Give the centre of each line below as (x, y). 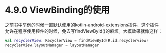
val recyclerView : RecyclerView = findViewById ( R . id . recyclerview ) (77, 40)
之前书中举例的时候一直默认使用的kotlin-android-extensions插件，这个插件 (82, 25)
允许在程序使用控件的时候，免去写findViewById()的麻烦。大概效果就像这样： (84, 31)
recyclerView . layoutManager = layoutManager (52, 45)
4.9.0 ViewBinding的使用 (57, 10)
